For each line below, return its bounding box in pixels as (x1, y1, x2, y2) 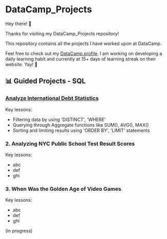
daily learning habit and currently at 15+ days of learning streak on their (5, 55, 156, 62)
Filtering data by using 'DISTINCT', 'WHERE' (12, 116, 106, 123)
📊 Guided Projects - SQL (5, 77, 86, 86)
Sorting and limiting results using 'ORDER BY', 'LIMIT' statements (12, 127, 150, 133)
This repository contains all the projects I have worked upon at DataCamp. (5, 40, 162, 47)
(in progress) (5, 228, 33, 234)
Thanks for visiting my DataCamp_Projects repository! (5, 30, 119, 36)
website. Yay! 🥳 (5, 61, 38, 67)
